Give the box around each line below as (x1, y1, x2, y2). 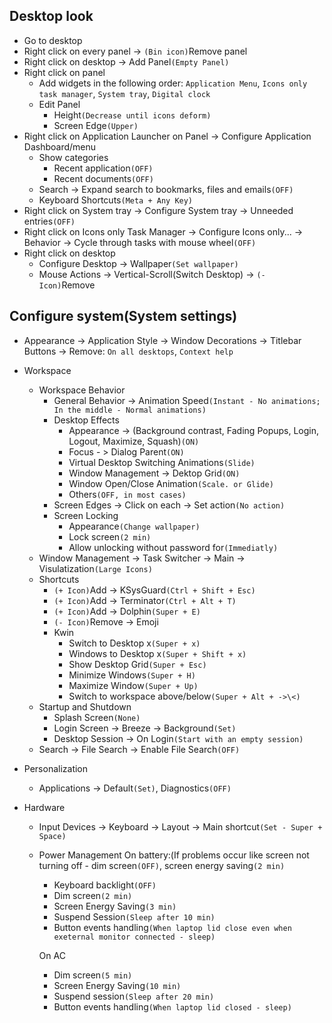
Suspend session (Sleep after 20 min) (53, 990, 215, 1002)
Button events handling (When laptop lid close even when (53, 921, 292, 933)
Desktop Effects (53, 414, 120, 426)
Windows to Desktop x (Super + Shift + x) (68, 647, 247, 659)
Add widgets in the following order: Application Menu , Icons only (38, 77, 308, 89)
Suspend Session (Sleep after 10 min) (53, 910, 216, 923)
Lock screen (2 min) (68, 530, 152, 543)
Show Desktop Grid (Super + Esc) (68, 658, 207, 670)
